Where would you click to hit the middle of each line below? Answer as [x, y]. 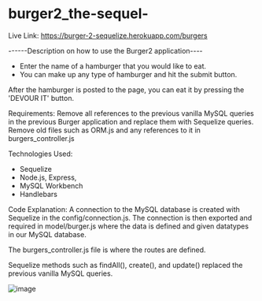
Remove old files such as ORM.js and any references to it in [104, 130]
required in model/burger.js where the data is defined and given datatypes [129, 226]
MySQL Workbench [51, 185]
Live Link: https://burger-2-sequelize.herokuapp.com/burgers [108, 35]
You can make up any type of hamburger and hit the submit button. [128, 74]
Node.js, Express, [48, 177]
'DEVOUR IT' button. [41, 98]
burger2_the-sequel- [78, 14]
